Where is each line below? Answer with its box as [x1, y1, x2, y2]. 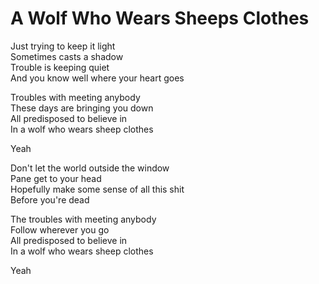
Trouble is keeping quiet [10, 61, 110, 73]
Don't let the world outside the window [10, 162, 170, 174]
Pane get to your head [10, 172, 102, 184]
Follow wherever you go [10, 223, 110, 236]
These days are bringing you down [10, 102, 154, 114]
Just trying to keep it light [10, 40, 116, 52]
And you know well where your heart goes [10, 72, 185, 84]
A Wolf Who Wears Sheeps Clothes [10, 7, 310, 30]
